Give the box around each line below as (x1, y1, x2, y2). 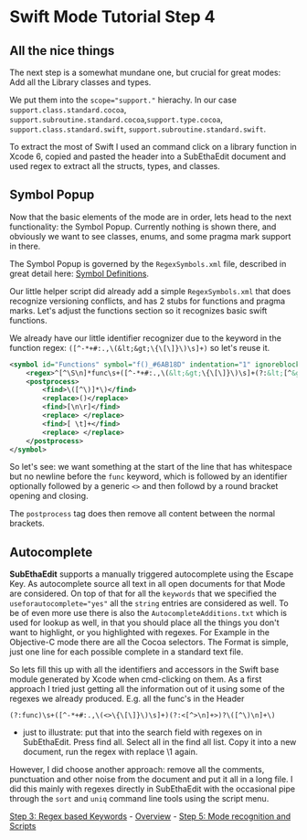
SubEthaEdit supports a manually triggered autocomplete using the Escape (9, 569, 294, 579)
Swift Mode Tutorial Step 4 (9, 6, 216, 27)
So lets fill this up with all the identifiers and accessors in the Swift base (9, 665, 280, 675)
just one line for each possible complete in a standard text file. (9, 646, 244, 657)
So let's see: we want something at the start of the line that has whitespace (9, 462, 292, 473)
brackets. (9, 518, 46, 529)
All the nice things (9, 43, 115, 58)
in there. (9, 240, 41, 251)
